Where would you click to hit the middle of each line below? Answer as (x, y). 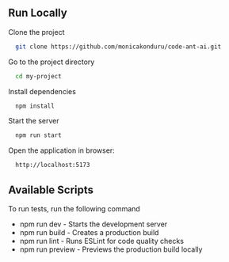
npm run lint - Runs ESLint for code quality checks (102, 241)
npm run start (38, 135)
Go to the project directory (52, 62)
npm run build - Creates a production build (89, 232)
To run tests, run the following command (74, 209)
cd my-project (38, 76)
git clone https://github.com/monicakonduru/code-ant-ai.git (118, 47)
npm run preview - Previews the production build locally (111, 249)
